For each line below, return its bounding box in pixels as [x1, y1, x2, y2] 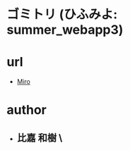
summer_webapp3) [6, 22, 124, 38]
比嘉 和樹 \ [16, 132, 63, 144]
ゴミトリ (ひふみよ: [6, 6, 118, 23]
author [6, 102, 47, 118]
